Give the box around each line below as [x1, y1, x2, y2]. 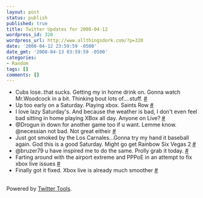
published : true [6, 20, 48, 26]
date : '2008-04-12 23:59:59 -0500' [6, 44, 97, 50]
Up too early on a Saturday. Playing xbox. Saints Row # [15, 102, 154, 109]
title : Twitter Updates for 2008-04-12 [6, 26, 108, 32]
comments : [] [6, 72, 40, 78]
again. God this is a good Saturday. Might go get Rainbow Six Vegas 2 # [15, 140, 196, 148]
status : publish [6, 15, 48, 21]
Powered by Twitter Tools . [6, 185, 72, 192]
